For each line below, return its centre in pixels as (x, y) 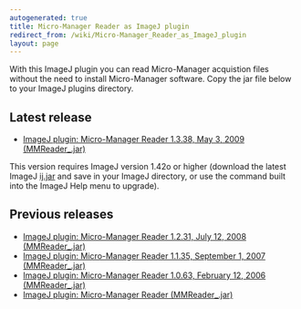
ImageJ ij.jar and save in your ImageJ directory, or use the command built (147, 176)
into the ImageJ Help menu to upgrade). (84, 186)
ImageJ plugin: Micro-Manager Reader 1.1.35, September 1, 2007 (144, 255)
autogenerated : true (49, 18)
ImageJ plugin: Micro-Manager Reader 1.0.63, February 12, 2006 (144, 275)
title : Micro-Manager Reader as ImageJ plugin (99, 26)
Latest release (51, 117)
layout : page (34, 43)
